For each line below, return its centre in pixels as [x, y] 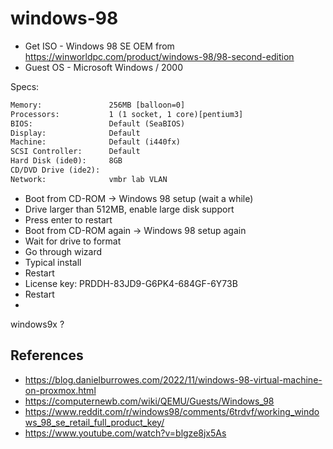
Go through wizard [63, 251]
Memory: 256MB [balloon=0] [98, 105]
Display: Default [75, 133]
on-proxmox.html [60, 390]
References [47, 355]
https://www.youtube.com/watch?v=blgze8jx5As [125, 433]
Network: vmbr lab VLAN [89, 179]
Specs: [25, 86]
